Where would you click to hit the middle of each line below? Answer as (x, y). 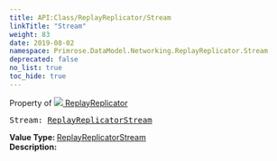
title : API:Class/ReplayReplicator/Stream (90, 18)
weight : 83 (30, 34)
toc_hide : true (38, 76)
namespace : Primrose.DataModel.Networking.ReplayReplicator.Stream (139, 51)
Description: (33, 147)
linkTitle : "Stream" (48, 26)
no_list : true (36, 68)
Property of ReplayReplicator (69, 103)
